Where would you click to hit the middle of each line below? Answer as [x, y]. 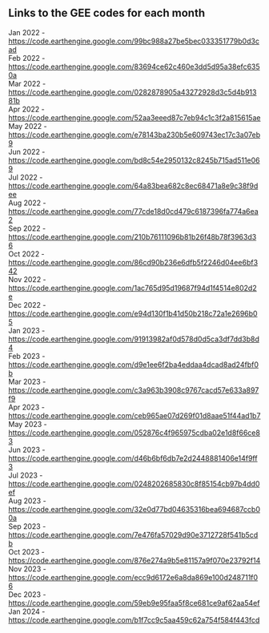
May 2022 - [28, 126]
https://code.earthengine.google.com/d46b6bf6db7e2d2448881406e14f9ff [133, 458]
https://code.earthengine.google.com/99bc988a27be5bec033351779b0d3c [134, 41]
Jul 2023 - [26, 475]
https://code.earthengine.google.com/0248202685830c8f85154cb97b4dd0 [134, 483]
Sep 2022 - [27, 228]
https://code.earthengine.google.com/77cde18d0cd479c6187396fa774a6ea [133, 211]
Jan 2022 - [27, 32]
